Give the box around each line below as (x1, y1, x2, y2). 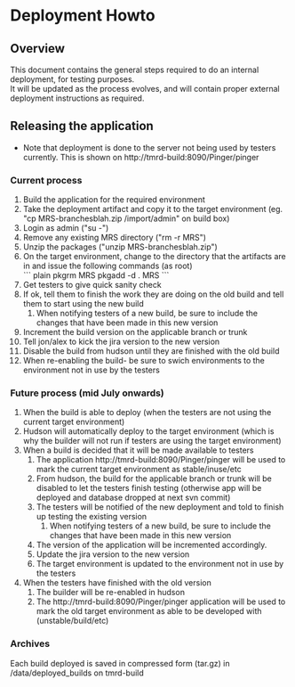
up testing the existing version (36, 511, 147, 522)
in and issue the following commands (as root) (22, 260, 194, 272)
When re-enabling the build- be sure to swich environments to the (22, 356, 266, 366)
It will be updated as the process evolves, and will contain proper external (10, 84, 280, 94)
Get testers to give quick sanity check (22, 280, 163, 290)
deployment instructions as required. (10, 93, 145, 103)
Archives (10, 638, 51, 650)
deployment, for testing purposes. (10, 74, 135, 85)
